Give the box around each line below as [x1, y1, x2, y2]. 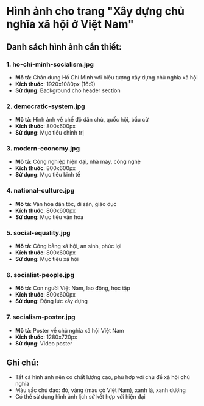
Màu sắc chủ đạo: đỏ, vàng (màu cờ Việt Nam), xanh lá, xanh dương [15, 386, 186, 394]
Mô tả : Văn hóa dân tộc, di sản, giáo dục [15, 200, 117, 207]
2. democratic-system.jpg [6, 102, 85, 111]
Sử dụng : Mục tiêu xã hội [15, 256, 79, 263]
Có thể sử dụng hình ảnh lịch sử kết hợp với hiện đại [15, 393, 146, 400]
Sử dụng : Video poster [15, 339, 72, 347]
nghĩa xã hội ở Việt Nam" [6, 17, 134, 31]
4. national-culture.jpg [6, 186, 75, 195]
